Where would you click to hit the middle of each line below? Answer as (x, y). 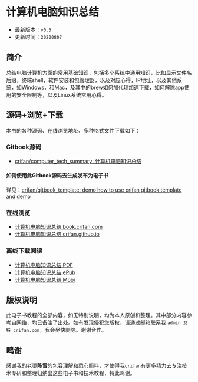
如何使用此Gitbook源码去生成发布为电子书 (57, 176)
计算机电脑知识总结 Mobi (45, 279)
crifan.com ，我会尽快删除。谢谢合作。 (60, 330)
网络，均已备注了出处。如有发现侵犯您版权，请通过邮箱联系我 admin (98, 322)
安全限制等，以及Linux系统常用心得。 (62, 94)
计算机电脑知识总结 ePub (45, 272)
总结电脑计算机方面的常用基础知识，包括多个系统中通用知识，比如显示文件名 (99, 73)
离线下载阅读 (24, 251)
